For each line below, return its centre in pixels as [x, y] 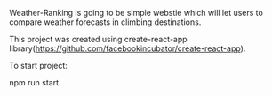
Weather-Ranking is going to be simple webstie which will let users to [136, 13]
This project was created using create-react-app [99, 39]
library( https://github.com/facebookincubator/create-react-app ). [128, 48]
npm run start [34, 82]
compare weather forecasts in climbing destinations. [105, 22]
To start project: [39, 66]
